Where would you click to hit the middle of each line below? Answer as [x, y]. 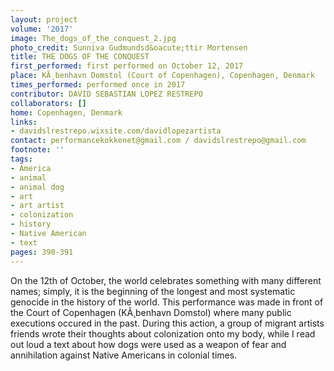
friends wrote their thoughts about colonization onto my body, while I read [163, 333]
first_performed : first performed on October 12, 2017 [127, 66]
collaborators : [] [48, 103]
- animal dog [37, 187]
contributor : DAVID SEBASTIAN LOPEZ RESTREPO [106, 94]
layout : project [44, 19]
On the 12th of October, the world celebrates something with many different [166, 280]
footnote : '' [37, 150]
